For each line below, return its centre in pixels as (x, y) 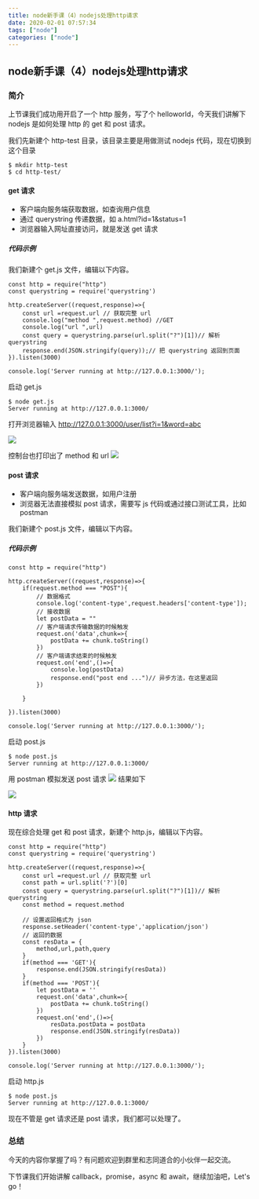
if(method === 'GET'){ (59, 963)
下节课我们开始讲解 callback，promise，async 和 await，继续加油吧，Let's (129, 1176)
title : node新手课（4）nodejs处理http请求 (73, 15)
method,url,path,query (73, 949)
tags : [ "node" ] (33, 30)
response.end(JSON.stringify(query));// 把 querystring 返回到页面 (131, 351)
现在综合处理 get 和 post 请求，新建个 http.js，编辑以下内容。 (108, 832)
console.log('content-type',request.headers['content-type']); (142, 604)
